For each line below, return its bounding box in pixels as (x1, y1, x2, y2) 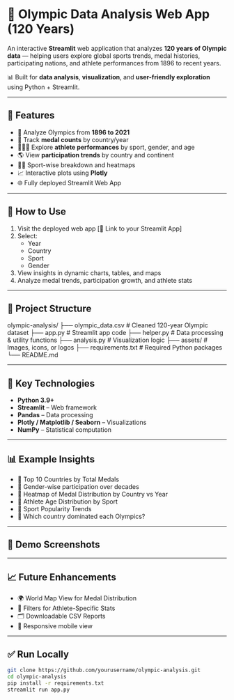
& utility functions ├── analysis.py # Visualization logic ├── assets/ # (7, 336, 208, 344)
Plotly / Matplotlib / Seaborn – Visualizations (17, 418, 147, 427)
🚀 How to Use (7, 205, 66, 218)
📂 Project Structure (7, 302, 92, 314)
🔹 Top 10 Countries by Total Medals (17, 475, 120, 483)
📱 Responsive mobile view (17, 621, 93, 630)
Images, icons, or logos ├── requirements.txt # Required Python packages (7, 343, 223, 352)
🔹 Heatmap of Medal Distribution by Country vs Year (17, 490, 169, 498)
